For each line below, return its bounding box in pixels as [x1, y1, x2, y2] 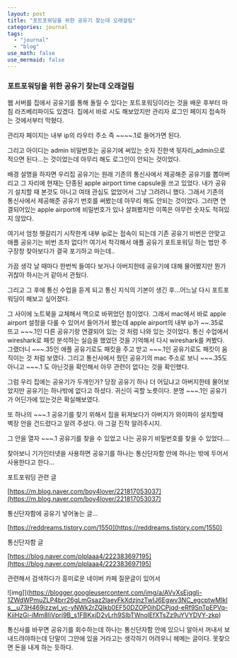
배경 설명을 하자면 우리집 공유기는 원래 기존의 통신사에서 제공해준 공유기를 [7, 170, 212, 179]
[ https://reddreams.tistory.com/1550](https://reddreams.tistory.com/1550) [7, 524, 223, 532]
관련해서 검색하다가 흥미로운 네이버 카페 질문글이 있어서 [7, 574, 161, 583]
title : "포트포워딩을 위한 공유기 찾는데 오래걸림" [7, 17, 137, 24]
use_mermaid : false [7, 57, 65, 64]
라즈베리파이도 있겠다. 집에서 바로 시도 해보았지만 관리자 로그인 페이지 [14, 107, 207, 116]
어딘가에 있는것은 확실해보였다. [14, 395, 100, 404]
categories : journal [7, 23, 69, 30]
